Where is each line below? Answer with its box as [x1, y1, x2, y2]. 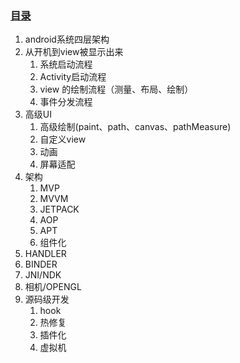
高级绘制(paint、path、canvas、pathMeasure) [39, 121, 232, 133]
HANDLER [24, 248, 67, 260]
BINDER [24, 258, 58, 271]
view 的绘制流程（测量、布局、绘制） [39, 83, 194, 96]
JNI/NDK [24, 269, 62, 281]
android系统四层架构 [24, 33, 110, 46]
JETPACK [39, 203, 80, 216]
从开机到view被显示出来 [24, 46, 124, 58]
